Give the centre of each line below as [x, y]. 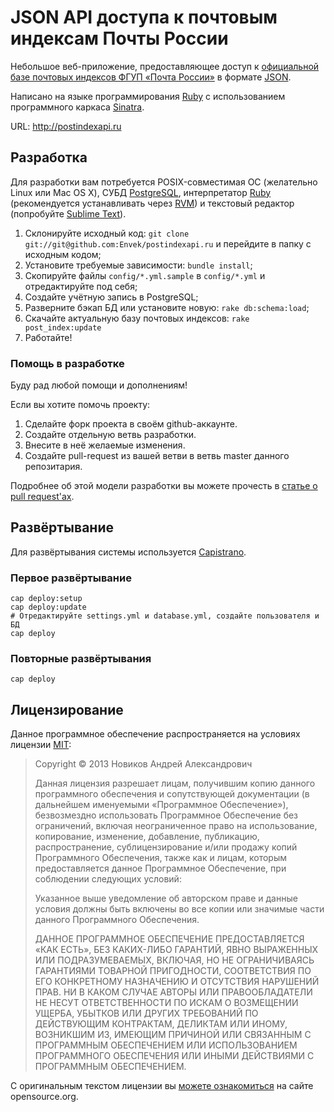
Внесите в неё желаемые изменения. [105, 445]
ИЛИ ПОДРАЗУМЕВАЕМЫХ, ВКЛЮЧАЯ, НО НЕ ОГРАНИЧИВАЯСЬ [174, 960]
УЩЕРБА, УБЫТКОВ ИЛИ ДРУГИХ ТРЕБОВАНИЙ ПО [146, 1013]
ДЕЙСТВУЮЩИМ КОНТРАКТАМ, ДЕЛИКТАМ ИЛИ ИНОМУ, [161, 1024]
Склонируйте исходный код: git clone [107, 233]
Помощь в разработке [67, 363]
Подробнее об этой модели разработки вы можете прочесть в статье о [164, 486]
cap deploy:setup [46, 599]
